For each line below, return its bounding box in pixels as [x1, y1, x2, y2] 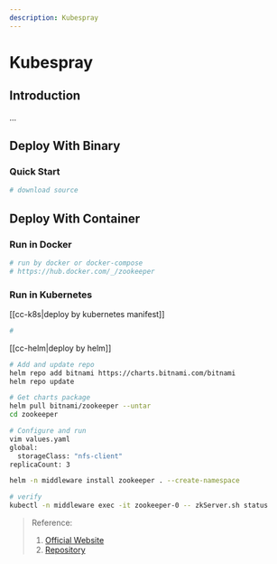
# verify [9, 493, 42, 502]
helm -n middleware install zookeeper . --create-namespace [9, 476, 241, 485]
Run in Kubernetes [9, 288, 93, 301]
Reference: [31, 517, 73, 529]
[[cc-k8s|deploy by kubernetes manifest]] [9, 308, 165, 319]
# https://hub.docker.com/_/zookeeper [9, 267, 155, 276]
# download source [9, 186, 78, 195]
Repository [44, 544, 86, 556]
